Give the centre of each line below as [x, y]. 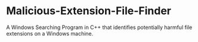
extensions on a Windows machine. [50, 33]
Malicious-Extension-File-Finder [89, 11]
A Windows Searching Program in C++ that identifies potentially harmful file [99, 27]
